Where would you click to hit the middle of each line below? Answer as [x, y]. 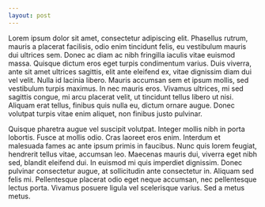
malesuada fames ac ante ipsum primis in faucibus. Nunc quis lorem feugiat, [132, 145]
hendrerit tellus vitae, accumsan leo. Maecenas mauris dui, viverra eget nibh [133, 154]
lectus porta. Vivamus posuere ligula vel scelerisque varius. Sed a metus [127, 187]
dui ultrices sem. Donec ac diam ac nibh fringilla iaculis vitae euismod [122, 55]
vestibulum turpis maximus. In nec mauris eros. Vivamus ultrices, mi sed [126, 88]
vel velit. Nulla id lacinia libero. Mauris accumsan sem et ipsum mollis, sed [129, 80]
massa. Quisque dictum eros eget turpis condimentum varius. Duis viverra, [130, 63]
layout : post [30, 15]
